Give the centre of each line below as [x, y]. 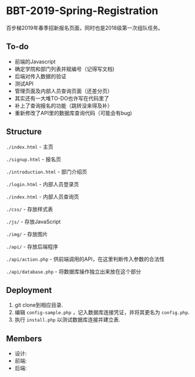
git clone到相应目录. [39, 305]
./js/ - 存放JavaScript [33, 221]
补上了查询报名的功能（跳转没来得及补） [63, 105]
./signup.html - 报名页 [34, 159]
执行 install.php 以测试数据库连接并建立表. [67, 320]
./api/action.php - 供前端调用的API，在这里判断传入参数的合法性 [85, 259]
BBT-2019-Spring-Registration [82, 11]
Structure [24, 132]
